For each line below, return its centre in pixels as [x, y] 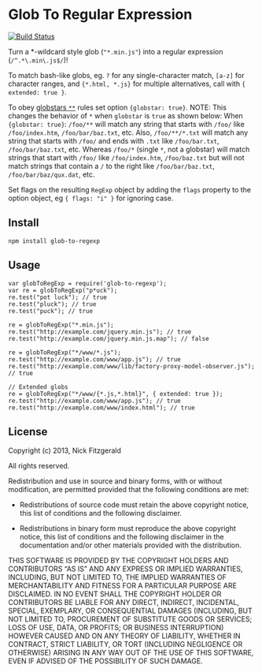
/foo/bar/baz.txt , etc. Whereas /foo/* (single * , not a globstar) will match [129, 149]
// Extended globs [38, 387]
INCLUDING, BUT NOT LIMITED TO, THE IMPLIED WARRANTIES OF [117, 577]
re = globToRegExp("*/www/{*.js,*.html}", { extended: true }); [116, 394]
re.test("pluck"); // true [52, 304]
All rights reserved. [39, 466]
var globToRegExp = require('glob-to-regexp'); [88, 283]
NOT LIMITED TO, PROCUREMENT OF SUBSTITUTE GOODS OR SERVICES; [130, 619]
